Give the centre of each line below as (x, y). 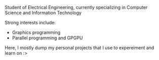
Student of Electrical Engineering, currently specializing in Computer (76, 7)
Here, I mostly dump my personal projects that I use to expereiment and (79, 48)
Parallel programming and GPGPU (47, 38)
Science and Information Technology (43, 13)
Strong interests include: (30, 23)
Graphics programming (36, 32)
